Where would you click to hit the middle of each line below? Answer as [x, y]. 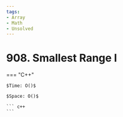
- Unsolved [20, 28]
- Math [14, 23]
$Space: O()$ [22, 97]
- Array [16, 17]
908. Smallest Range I [62, 58]
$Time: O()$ [21, 86]
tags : [13, 12]
